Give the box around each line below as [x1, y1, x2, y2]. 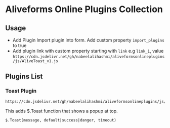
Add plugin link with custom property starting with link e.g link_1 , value [12, 48, 164, 54]
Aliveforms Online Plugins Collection [5, 4, 163, 15]
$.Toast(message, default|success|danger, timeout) [5, 117, 116, 122]
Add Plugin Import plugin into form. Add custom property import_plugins [12, 37, 164, 43]
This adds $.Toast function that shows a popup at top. [5, 108, 118, 114]
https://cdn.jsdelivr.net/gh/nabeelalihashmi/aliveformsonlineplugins [12, 54, 165, 59]
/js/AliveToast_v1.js [12, 59, 58, 64]
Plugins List [5, 72, 43, 81]
